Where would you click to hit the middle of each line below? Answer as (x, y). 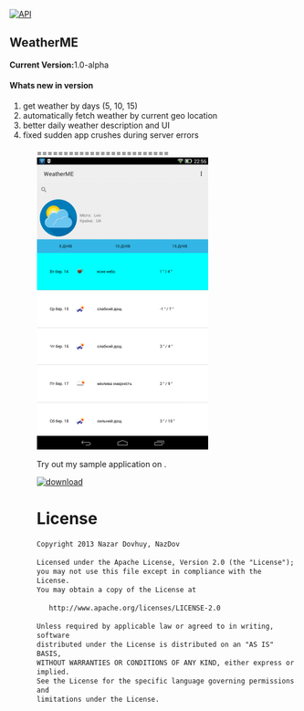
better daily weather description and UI (96, 125)
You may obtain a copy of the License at (116, 590)
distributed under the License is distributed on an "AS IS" (155, 644)
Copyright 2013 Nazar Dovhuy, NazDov (108, 544)
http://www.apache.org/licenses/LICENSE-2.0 (135, 608)
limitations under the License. (98, 699)
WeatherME (44, 42)
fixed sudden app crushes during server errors (110, 135)
